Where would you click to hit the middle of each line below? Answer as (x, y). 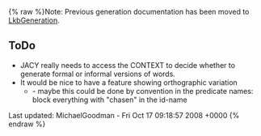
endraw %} (27, 124)
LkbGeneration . (34, 20)
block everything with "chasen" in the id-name (109, 100)
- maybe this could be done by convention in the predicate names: (143, 91)
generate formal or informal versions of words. (98, 74)
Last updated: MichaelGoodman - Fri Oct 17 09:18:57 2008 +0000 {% (124, 115)
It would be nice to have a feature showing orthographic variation (129, 82)
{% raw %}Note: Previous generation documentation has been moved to (129, 12)
